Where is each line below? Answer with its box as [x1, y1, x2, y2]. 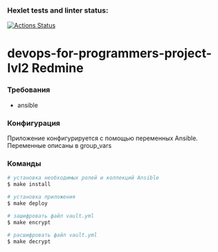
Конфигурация [7, 118, 61, 128]
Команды [7, 159, 42, 168]
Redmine [31, 60, 84, 76]
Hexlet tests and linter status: [7, 6, 109, 15]
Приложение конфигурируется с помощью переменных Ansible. [7, 134, 199, 142]
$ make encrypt [7, 219, 51, 226]
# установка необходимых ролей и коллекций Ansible [7, 174, 159, 182]
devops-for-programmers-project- [7, 46, 212, 61]
